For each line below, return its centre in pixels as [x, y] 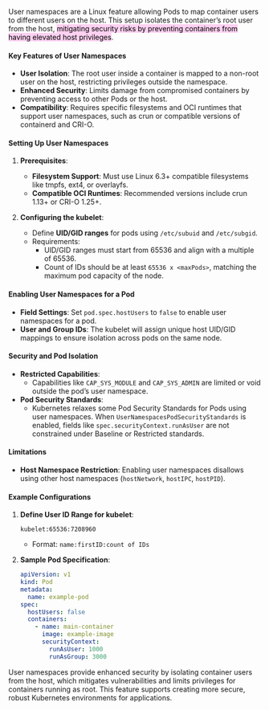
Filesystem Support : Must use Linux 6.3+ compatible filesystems [140, 177]
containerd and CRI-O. [57, 124]
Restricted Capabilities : [60, 373]
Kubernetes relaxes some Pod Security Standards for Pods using [139, 408]
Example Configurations [50, 496]
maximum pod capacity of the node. [104, 275]
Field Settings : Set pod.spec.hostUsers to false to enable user [123, 312]
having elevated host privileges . [61, 37]
